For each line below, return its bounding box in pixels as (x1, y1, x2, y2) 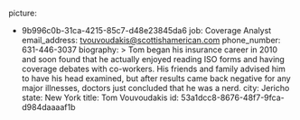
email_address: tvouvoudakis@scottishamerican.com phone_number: (21, 35, 281, 45)
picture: (8, 8, 38, 18)
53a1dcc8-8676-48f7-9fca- (181, 92, 286, 103)
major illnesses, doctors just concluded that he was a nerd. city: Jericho (21, 83, 290, 93)
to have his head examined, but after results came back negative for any (21, 73, 291, 84)
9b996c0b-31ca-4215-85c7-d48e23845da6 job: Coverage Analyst (21, 25, 272, 35)
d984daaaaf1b (21, 102, 76, 112)
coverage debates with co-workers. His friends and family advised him (21, 63, 286, 74)
